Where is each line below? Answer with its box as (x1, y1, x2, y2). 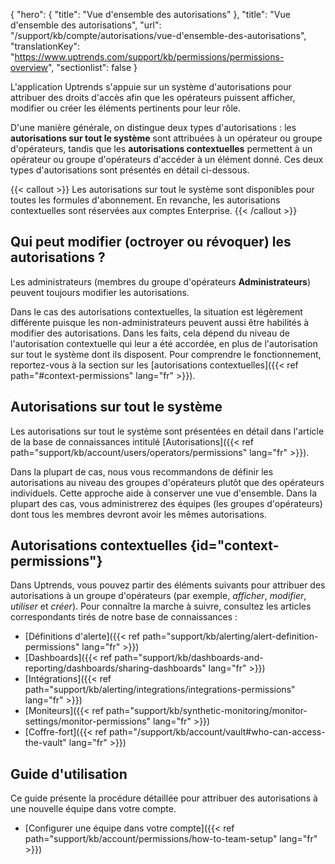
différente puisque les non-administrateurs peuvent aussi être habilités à (10, 316, 310, 328)
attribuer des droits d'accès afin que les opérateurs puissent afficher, (10, 92, 296, 103)
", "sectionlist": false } (48, 62, 138, 73)
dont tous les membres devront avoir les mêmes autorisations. (10, 508, 267, 520)
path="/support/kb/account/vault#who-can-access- (108, 726, 326, 738)
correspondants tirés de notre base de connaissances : (10, 611, 238, 623)
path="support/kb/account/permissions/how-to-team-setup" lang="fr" (24, 833, 318, 845)
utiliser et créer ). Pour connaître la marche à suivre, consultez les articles (10, 600, 312, 613)
